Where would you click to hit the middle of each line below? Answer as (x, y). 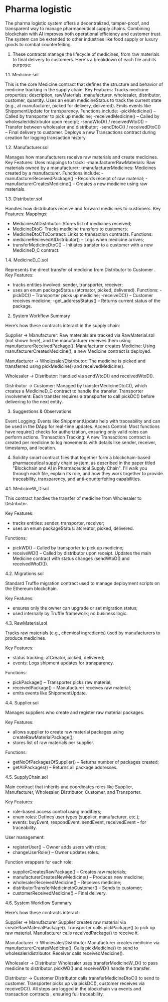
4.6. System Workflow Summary (38, 903)
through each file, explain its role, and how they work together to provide (88, 473)
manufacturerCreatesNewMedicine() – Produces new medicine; (78, 877)
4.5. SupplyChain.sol (27, 777)
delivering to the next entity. (34, 401)
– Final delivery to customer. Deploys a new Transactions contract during (80, 132)
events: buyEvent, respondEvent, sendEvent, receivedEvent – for (79, 822)
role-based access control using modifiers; (57, 811)
